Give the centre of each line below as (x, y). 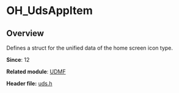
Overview (25, 33)
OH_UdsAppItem (49, 11)
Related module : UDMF (36, 72)
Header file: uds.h (30, 84)
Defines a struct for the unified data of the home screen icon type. (89, 48)
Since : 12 (18, 60)
